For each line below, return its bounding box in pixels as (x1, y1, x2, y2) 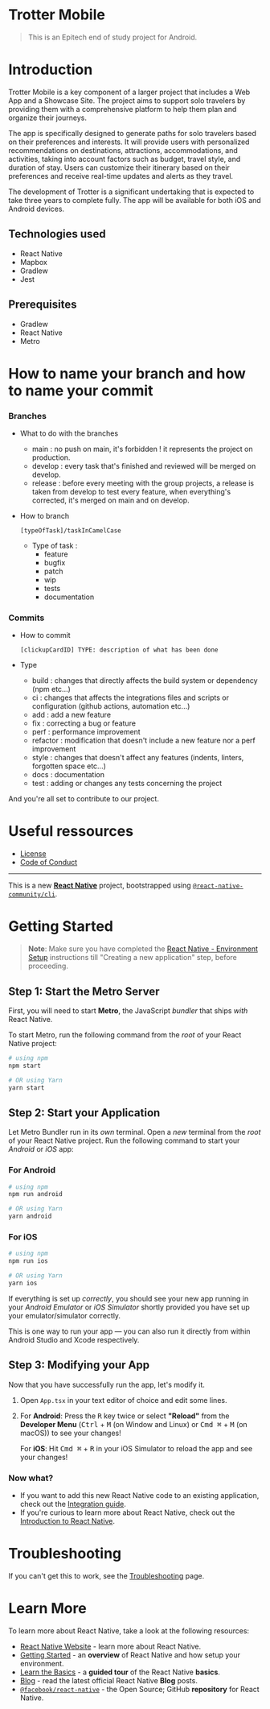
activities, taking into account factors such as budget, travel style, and (8, 154, 241, 163)
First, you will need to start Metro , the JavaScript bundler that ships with (8, 1005, 248, 1016)
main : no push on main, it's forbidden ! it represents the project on (31, 444, 253, 453)
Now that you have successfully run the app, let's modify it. (8, 1380, 205, 1389)
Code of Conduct (19, 858, 78, 867)
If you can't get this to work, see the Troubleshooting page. (8, 1570, 205, 1580)
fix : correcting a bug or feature (31, 718, 137, 728)
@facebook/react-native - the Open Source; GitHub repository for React (19, 1684, 260, 1694)
